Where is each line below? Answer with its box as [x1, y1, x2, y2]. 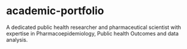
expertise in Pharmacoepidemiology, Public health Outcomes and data [6, 30, 179, 37]
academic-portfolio [6, 4, 104, 18]
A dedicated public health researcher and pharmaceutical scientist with [6, 24, 182, 31]
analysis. [6, 36, 28, 43]
